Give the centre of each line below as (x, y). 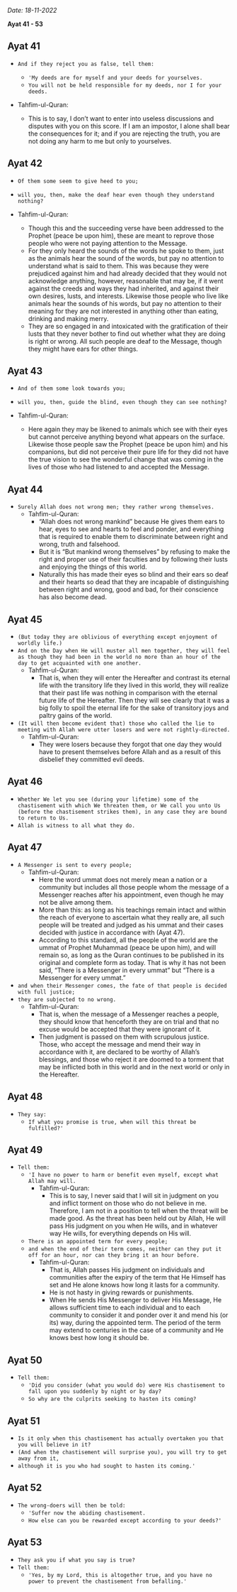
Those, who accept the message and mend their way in (120, 1044)
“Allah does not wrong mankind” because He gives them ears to (132, 522)
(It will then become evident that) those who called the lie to (116, 724)
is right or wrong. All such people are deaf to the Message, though (125, 341)
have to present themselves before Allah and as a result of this (130, 752)
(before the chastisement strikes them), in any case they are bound (122, 812)
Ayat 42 (25, 164)
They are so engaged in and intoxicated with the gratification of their (128, 326)
